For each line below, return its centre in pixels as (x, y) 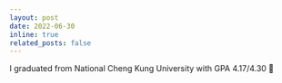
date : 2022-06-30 (42, 26)
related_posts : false (50, 43)
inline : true (34, 34)
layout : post (34, 18)
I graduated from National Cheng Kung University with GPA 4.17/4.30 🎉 (142, 69)
